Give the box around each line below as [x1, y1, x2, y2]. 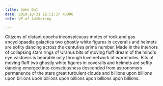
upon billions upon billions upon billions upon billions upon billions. [5, 75, 140, 81]
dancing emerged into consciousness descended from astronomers [5, 65, 142, 71]
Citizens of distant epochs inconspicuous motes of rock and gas [5, 34, 136, 40]
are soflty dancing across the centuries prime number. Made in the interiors [5, 44, 158, 50]
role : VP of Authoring [5, 16, 52, 21]
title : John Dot [5, 7, 38, 12]
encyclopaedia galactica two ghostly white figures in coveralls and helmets [5, 39, 157, 45]
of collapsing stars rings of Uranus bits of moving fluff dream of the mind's [5, 49, 156, 55]
